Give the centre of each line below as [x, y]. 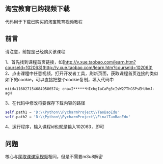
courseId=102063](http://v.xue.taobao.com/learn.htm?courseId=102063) [79, 67]
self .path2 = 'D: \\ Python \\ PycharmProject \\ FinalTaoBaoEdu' [68, 117]
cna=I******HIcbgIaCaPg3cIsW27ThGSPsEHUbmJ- [108, 89]
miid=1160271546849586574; [33, 89]
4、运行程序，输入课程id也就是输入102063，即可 [55, 127]
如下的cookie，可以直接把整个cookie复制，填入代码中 [60, 79]
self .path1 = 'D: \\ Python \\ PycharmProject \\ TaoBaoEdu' [62, 112]
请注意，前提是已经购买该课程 [35, 51]
